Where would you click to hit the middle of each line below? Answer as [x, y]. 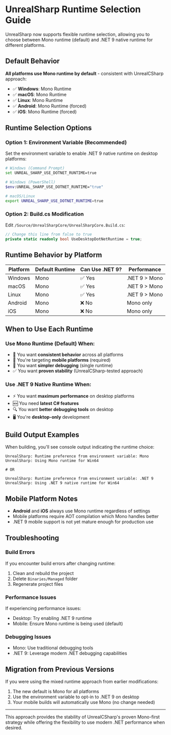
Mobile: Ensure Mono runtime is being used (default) [68, 624]
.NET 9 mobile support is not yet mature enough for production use [83, 522]
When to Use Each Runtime [49, 329]
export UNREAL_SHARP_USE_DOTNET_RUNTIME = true [54, 201]
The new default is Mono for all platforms [56, 692]
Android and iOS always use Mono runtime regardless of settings [81, 511]
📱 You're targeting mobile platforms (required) [62, 360]
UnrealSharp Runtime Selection [73, 9]
